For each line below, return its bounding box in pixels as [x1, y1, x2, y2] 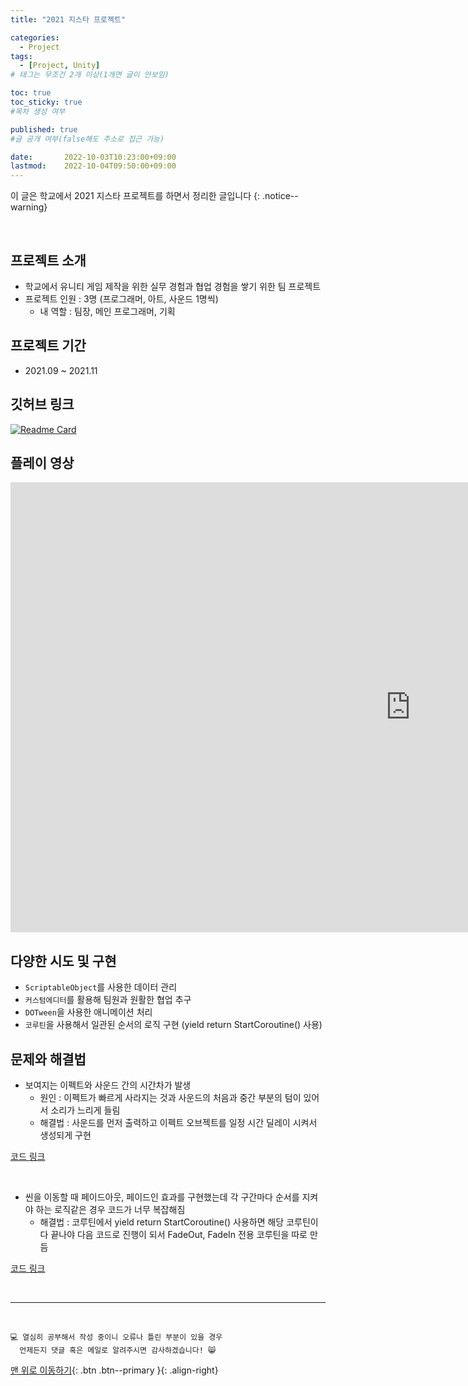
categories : [10, 32, 60, 43]
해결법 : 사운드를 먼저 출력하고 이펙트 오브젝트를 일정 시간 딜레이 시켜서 [39, 1117, 318, 1128]
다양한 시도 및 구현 [10, 952, 117, 970]
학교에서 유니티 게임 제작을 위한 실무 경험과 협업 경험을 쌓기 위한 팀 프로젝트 [24, 280, 322, 292]
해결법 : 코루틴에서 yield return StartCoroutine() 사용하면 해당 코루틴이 [39, 1216, 319, 1228]
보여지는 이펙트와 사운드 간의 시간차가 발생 [24, 1079, 192, 1091]
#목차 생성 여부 [10, 106, 66, 116]
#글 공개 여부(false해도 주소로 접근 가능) [10, 134, 165, 144]
